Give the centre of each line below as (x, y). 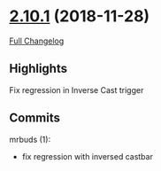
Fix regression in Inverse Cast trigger (77, 89)
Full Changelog (37, 41)
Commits (34, 118)
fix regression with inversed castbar (87, 156)
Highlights (38, 69)
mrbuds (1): (30, 139)
